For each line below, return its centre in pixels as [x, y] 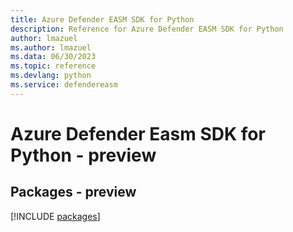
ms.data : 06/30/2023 [53, 57]
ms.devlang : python [51, 76]
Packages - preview [73, 192]
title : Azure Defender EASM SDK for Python [102, 19]
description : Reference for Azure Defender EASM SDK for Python [147, 29]
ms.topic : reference [53, 66]
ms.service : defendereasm [64, 85]
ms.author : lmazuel [51, 47]
